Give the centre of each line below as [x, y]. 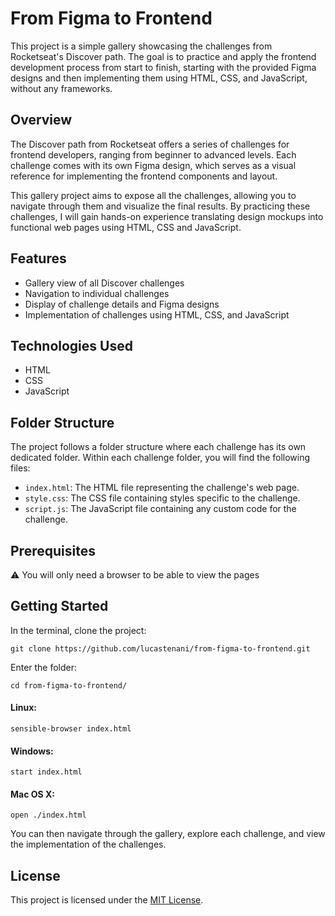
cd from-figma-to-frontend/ [69, 685]
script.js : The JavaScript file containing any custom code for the [160, 509]
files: [20, 468]
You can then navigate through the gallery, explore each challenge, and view [168, 834]
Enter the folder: [44, 667]
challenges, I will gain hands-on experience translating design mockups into [167, 216]
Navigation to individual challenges [97, 293]
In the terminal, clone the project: [78, 630]
